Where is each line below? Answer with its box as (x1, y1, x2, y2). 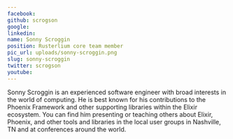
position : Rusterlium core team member (7, 43, 124, 50)
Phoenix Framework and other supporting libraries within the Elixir (7, 103, 198, 111)
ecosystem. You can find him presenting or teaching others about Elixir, (7, 110, 213, 119)
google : (7, 23, 30, 30)
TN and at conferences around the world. (7, 125, 127, 133)
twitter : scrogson (7, 62, 61, 69)
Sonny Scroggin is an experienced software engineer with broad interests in (7, 88, 227, 96)
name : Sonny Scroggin (7, 36, 71, 43)
